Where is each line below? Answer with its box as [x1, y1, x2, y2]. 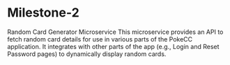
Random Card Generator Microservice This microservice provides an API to [7, 28, 224, 36]
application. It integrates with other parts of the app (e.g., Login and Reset [7, 42, 220, 50]
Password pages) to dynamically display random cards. [7, 50, 167, 58]
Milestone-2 [7, 5, 80, 21]
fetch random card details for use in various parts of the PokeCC [7, 35, 193, 43]
